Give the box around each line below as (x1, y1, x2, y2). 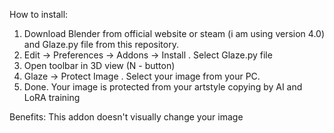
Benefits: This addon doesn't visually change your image (9, 111, 244, 123)
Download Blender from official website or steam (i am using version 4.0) (23, 28, 325, 39)
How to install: (9, 9, 69, 20)
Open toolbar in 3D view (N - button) (23, 60, 176, 71)
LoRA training (23, 92, 81, 103)
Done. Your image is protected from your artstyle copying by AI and (23, 81, 303, 93)
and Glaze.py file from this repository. (23, 39, 179, 50)
